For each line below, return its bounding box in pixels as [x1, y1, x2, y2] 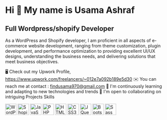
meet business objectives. [5, 59, 59, 64]
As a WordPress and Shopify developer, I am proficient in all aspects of [5, 37, 151, 43]
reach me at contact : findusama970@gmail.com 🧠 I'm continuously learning [5, 83, 162, 89]
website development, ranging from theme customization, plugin [28, 43, 161, 49]
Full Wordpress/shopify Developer [5, 24, 114, 33]
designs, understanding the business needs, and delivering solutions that [5, 53, 156, 59]
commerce [5, 43, 27, 49]
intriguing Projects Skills [5, 94, 55, 100]
